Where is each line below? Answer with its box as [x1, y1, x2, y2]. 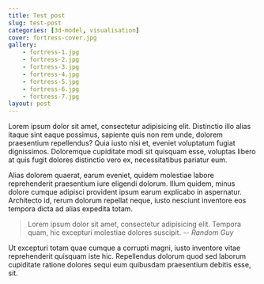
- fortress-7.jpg [22, 93, 80, 100]
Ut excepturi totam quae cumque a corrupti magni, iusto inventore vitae [8, 243, 241, 253]
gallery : [8, 41, 37, 49]
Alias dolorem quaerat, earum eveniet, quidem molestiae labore [8, 171, 215, 180]
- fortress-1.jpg [22, 48, 80, 56]
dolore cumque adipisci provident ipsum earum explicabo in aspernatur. [8, 187, 243, 197]
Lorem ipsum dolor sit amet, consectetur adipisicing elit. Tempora [27, 219, 242, 229]
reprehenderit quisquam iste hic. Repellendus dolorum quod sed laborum [8, 252, 247, 261]
